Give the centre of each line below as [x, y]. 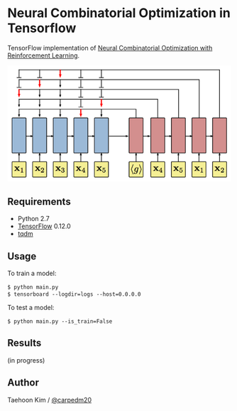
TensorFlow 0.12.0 [44, 226]
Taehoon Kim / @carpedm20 [50, 400]
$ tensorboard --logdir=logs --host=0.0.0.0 [74, 294]
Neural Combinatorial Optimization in [119, 13]
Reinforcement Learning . [44, 55]
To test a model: [31, 307]
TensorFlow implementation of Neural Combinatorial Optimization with [110, 48]
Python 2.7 [33, 219]
